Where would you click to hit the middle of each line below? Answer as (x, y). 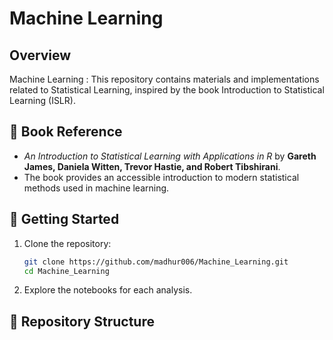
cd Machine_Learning (66, 271)
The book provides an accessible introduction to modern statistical (161, 177)
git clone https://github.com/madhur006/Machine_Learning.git (156, 262)
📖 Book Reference (66, 132)
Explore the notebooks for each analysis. (108, 290)
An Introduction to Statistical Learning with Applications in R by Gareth (170, 156)
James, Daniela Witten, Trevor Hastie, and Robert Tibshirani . (152, 166)
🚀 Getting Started (64, 219)
